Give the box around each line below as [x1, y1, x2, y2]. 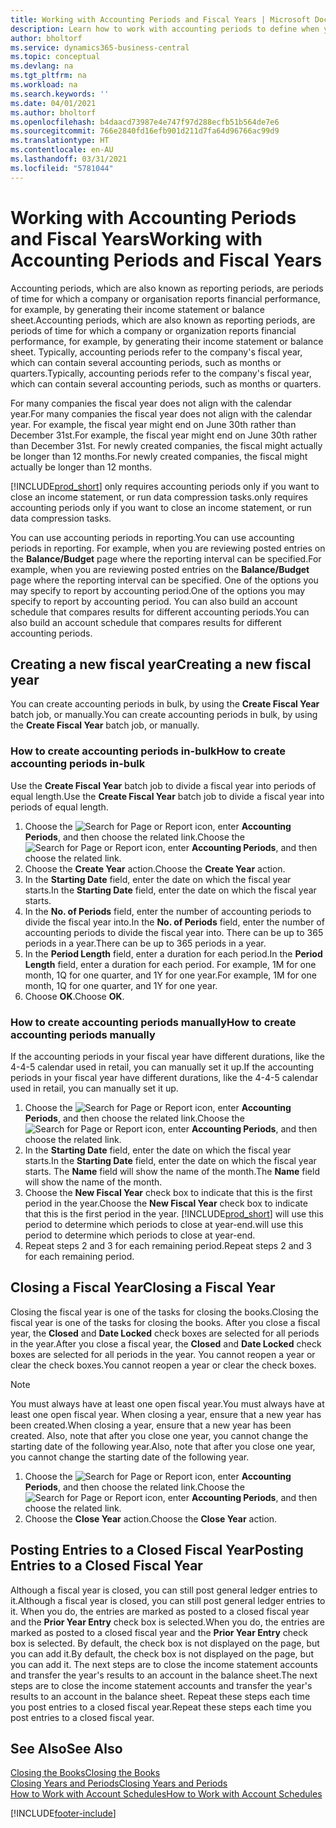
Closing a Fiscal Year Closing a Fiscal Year [10, 1279, 276, 1296]
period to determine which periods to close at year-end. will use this [24, 1218, 304, 1230]
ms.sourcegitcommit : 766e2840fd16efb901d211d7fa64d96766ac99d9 [10, 126, 280, 136]
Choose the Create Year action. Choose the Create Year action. [24, 862, 286, 875]
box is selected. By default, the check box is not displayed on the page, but [10, 1637, 320, 1649]
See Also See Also [10, 1740, 123, 1757]
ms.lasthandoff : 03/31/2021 [10, 154, 128, 164]
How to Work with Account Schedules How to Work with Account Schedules [10, 1788, 323, 1800]
